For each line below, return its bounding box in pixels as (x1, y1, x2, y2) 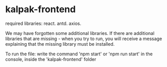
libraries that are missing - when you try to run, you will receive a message (5, 36, 162, 42)
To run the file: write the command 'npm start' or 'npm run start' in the (5, 51, 153, 57)
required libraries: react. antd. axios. (5, 20, 82, 26)
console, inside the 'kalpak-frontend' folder (5, 56, 97, 62)
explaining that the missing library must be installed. (5, 41, 115, 47)
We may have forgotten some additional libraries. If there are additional (5, 30, 155, 36)
